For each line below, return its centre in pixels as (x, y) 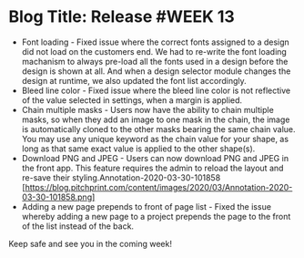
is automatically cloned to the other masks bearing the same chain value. (159, 129)
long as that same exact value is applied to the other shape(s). (138, 149)
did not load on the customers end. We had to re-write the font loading (154, 51)
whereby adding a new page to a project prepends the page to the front (156, 216)
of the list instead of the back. (77, 226)
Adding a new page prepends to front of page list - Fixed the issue (147, 206)
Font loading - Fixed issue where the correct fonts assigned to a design (156, 42)
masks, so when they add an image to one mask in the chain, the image (156, 119)
